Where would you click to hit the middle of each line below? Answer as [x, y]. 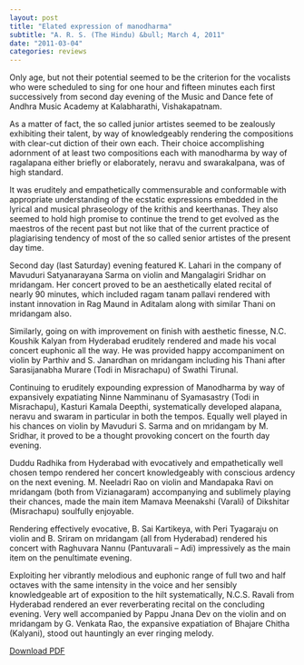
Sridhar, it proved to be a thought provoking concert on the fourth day [140, 436]
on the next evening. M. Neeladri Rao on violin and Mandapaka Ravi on [142, 482]
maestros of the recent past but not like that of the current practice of [139, 229]
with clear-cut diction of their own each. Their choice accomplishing [137, 144]
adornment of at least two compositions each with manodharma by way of [148, 153]
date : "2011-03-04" [46, 43]
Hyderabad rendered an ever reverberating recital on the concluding [137, 604]
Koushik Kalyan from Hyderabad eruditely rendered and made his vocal [143, 341]
